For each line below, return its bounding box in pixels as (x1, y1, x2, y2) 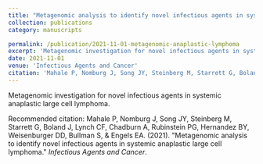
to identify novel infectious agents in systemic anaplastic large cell (8, 138, 222, 148)
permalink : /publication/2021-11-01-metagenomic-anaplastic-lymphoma (8, 40, 240, 48)
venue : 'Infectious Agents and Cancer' (8, 62, 139, 70)
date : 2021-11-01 (8, 55, 65, 62)
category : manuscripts (8, 26, 82, 34)
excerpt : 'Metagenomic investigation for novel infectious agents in (8, 48, 240, 55)
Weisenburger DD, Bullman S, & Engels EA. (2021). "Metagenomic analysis (8, 130, 248, 140)
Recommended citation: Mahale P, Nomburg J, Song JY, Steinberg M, (8, 114, 232, 123)
